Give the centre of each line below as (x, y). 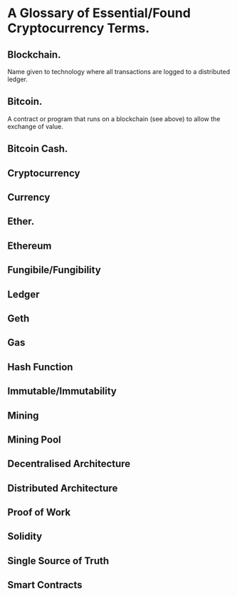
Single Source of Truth (58, 561)
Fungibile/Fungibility (54, 270)
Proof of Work (39, 512)
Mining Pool (35, 440)
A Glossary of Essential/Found (99, 13)
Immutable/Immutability (62, 391)
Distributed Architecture (63, 488)
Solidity (25, 536)
